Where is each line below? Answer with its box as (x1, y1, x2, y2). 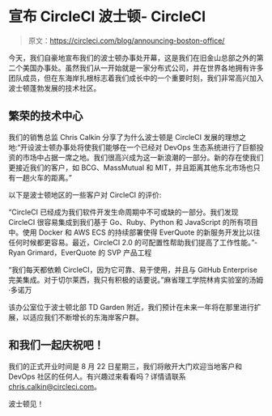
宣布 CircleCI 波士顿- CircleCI (8, 7, 206, 26)
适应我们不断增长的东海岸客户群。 (29, 312, 143, 322)
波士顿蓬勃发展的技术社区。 (8, 83, 101, 93)
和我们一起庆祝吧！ (8, 338, 104, 352)
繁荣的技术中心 (8, 109, 83, 123)
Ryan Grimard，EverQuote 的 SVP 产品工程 (8, 248, 152, 257)
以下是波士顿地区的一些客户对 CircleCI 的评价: (8, 189, 162, 199)
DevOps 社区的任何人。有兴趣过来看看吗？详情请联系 (8, 371, 186, 381)
